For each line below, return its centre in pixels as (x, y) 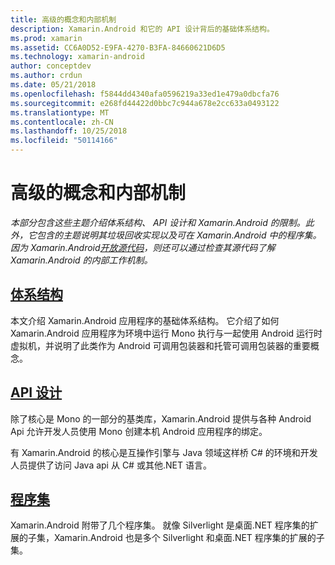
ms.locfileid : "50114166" (64, 141)
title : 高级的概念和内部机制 (63, 19)
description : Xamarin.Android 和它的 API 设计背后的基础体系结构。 (142, 29)
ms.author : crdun (46, 76)
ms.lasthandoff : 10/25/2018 (69, 131)
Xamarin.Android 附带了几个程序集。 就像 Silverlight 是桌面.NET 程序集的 (160, 525)
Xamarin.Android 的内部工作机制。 (81, 260)
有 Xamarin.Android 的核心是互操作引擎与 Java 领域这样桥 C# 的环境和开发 (164, 452)
